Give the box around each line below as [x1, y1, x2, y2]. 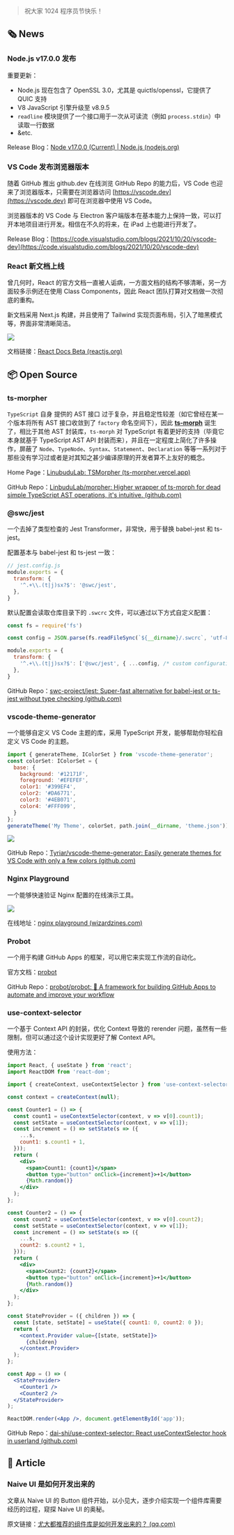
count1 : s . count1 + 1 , [19, 1139, 86, 1146]
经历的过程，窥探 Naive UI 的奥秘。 [7, 1504, 109, 1513]
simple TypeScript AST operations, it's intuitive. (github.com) [7, 490, 182, 499]
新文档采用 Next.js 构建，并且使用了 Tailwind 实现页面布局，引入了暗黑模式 [7, 311, 223, 319]
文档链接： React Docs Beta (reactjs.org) [7, 348, 123, 356]
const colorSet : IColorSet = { [7, 757, 98, 765]
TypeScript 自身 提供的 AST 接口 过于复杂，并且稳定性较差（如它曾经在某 [7, 410, 218, 418]
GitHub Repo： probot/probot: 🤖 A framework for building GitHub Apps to [7, 983, 216, 991]
